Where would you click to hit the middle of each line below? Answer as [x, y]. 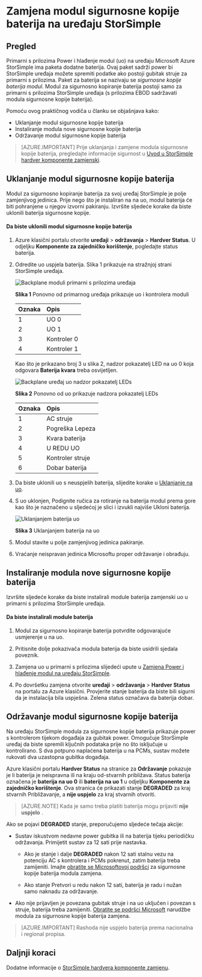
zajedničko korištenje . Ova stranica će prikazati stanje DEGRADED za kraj [98, 788]
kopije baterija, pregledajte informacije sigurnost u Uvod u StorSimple [107, 153]
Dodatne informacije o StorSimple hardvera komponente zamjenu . [88, 967]
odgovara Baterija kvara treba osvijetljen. [66, 370]
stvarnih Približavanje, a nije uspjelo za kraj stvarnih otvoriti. [81, 794]
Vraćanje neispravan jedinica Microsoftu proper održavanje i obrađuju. [102, 554]
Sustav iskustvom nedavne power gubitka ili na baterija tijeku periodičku [104, 836]
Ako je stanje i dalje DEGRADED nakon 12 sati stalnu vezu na [99, 854]
